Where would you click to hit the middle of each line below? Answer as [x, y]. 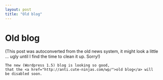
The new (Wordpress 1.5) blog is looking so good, [57, 65]
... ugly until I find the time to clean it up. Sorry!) [53, 57]
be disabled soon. [24, 74]
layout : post [18, 9]
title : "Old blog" [24, 14]
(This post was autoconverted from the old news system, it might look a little [82, 51]
